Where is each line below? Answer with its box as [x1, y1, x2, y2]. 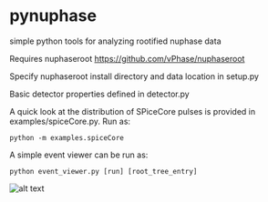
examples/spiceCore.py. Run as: [9, 116, 130, 126]
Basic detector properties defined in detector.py [9, 88, 190, 99]
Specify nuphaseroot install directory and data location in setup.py [9, 70, 260, 82]
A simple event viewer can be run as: [9, 149, 149, 160]
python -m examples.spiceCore [9, 133, 125, 142]
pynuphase [9, 5, 98, 26]
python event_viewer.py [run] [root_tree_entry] [9, 167, 198, 176]
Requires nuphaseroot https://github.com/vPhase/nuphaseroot [9, 53, 245, 64]
